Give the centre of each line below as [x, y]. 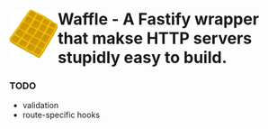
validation [40, 106]
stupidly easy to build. [143, 58]
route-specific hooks [61, 115]
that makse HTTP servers [155, 38]
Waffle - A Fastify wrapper [158, 19]
